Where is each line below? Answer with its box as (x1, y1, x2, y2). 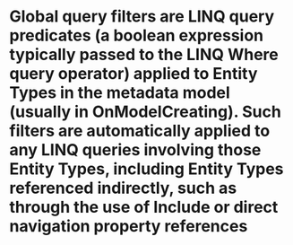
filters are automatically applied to (9, 121, 271, 141)
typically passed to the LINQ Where (9, 45, 280, 65)
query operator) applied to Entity (9, 64, 258, 84)
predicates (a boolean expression (9, 25, 264, 46)
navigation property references (9, 216, 248, 237)
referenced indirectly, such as (9, 178, 237, 198)
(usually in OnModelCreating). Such (9, 101, 282, 122)
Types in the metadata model (9, 83, 230, 103)
